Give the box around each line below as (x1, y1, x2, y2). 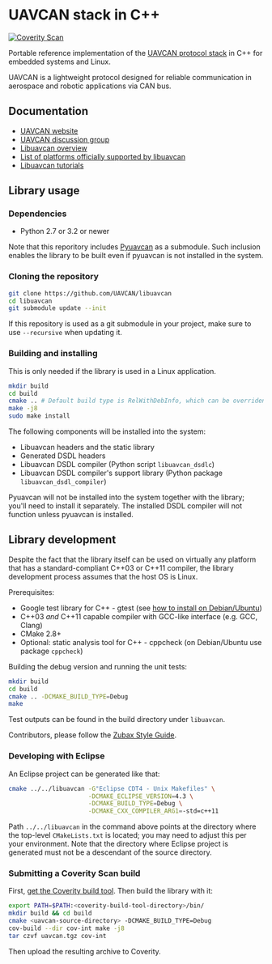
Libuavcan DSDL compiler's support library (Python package (19, 468, 223, 478)
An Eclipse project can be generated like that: (8, 769, 160, 779)
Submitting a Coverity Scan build (8, 868, 141, 879)
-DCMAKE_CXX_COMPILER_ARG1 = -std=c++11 (87, 807, 219, 815)
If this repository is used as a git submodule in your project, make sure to (8, 319, 252, 329)
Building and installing (8, 348, 99, 359)
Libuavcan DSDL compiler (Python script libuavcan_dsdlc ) (19, 460, 215, 469)
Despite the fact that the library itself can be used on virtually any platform (8, 554, 257, 564)
